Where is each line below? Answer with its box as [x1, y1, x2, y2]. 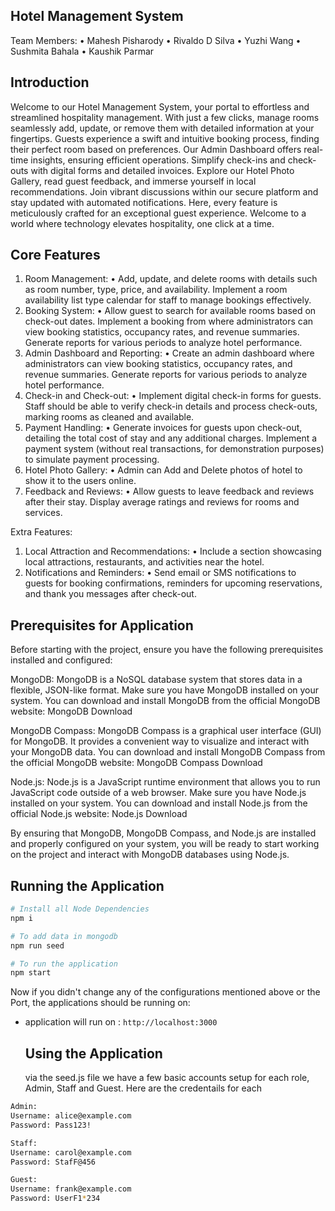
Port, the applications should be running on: [10, 997, 191, 1009]
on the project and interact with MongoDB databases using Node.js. [10, 849, 290, 861]
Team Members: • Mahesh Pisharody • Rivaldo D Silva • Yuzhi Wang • [10, 34, 302, 46]
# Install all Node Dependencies [10, 904, 150, 914]
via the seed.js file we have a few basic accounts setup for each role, [24, 1072, 310, 1084]
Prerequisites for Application [10, 617, 194, 634]
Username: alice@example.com [10, 1111, 132, 1121]
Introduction [10, 74, 90, 91]
